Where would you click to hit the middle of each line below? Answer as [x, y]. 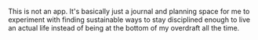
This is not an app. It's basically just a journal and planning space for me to [129, 11]
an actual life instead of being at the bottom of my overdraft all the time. [124, 28]
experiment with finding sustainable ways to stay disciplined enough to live [129, 20]
